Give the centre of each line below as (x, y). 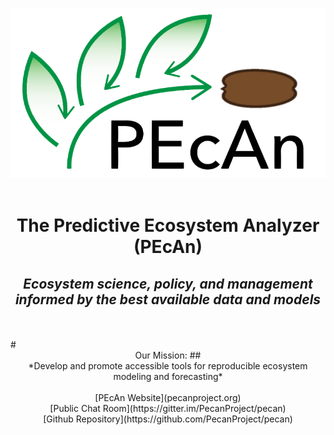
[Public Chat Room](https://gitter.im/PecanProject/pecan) (168, 409)
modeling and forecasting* (168, 377)
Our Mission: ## (168, 355)
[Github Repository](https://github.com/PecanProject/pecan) (168, 419)
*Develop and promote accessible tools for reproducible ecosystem (168, 366)
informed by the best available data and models (168, 299)
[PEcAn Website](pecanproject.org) (168, 398)
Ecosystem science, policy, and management (168, 283)
